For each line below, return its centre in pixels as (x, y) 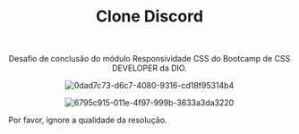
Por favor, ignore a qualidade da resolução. (88, 120)
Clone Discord (149, 17)
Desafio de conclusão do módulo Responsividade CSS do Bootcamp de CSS (149, 58)
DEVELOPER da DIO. (149, 68)
